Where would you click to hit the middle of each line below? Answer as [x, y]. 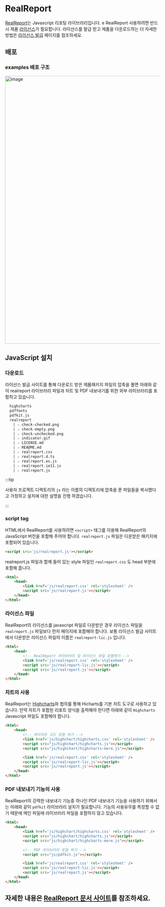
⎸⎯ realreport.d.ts [34, 456]
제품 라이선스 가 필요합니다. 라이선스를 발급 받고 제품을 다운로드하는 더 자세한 [83, 29]
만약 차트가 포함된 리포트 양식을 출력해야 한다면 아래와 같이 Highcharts [87, 710]
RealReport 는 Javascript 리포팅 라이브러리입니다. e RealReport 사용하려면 [77, 23]
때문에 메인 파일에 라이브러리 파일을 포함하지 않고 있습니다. [67, 813]
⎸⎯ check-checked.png [37, 424]
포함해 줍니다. [18, 568]
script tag [17, 519]
